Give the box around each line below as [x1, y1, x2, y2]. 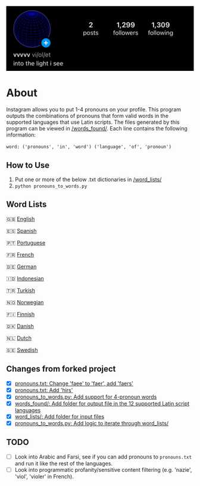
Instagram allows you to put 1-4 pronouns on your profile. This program [6, 106, 182, 113]
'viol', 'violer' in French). [14, 473, 74, 480]
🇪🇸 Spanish [6, 227, 37, 234]
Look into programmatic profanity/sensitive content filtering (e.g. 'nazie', [14, 466, 192, 473]
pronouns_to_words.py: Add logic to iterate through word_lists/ [14, 419, 169, 426]
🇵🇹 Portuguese [6, 239, 46, 246]
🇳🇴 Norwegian [6, 298, 44, 306]
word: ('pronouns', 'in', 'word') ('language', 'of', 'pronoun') [6, 144, 171, 150]
